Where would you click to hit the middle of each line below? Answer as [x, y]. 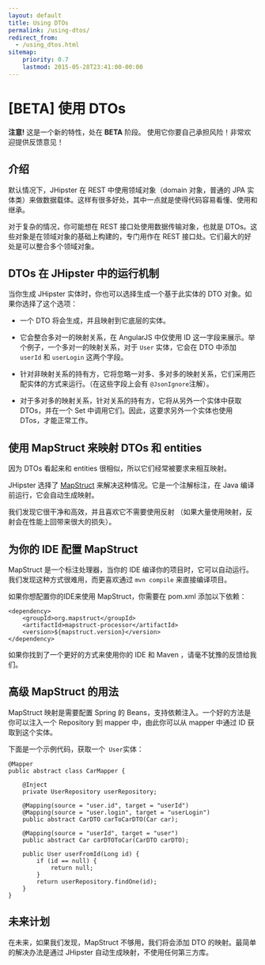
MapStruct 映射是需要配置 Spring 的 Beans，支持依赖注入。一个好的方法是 [130, 712]
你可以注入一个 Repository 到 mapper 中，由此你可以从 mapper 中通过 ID [127, 722]
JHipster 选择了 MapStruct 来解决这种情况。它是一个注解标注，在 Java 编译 [131, 485]
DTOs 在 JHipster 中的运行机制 [84, 273]
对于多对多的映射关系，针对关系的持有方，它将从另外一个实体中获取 [131, 401]
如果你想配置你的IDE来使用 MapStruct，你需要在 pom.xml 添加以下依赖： [127, 596]
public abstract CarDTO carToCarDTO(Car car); [100, 819]
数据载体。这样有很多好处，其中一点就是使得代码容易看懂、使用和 [150, 199]
